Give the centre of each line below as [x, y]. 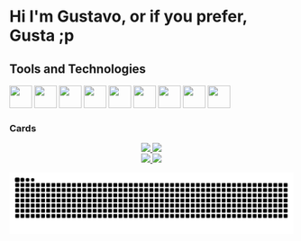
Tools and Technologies [78, 69]
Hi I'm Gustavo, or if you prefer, [128, 17]
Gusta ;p [42, 36]
